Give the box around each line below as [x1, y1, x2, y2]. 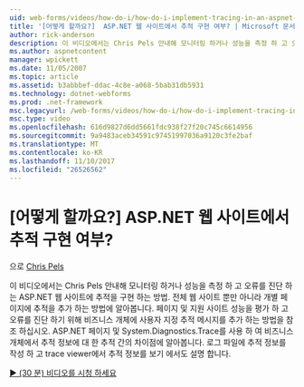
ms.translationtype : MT [9, 140, 100, 149]
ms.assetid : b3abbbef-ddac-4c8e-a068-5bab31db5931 [9, 81, 204, 90]
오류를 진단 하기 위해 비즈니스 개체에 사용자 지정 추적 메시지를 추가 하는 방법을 [9, 314, 285, 325]
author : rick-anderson [9, 30, 95, 39]
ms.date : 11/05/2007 [9, 64, 88, 73]
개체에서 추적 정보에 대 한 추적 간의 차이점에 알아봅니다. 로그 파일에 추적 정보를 [9, 337, 287, 348]
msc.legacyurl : [9, 106, 67, 115]
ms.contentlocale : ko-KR [9, 148, 103, 157]
